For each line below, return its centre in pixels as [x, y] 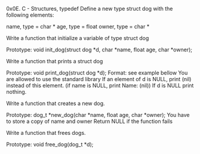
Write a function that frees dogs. [46, 133]
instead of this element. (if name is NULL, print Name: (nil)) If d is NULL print [100, 85]
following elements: [30, 15]
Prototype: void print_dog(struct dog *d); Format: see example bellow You [97, 73]
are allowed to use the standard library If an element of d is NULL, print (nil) [99, 79]
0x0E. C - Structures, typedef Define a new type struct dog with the [90, 9]
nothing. [16, 92]
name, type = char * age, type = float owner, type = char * [78, 27]
